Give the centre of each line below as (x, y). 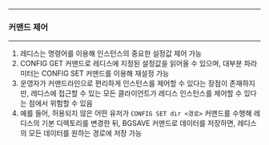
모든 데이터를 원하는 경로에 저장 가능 (85, 133)
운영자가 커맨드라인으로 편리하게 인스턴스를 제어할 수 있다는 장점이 (124, 84)
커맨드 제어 (28, 27)
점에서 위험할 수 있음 (61, 104)
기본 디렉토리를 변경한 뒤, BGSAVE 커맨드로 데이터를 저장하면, (139, 123)
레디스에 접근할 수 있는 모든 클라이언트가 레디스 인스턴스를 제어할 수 (137, 93)
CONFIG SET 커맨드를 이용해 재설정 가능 (105, 73)
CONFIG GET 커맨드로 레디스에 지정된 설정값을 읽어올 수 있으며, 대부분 (131, 64)
